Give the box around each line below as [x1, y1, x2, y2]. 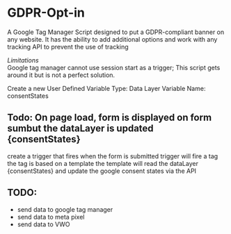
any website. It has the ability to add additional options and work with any [7, 35, 218, 43]
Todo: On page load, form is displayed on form [7, 112, 212, 124]
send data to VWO [17, 220, 70, 228]
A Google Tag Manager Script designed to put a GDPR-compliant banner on [7, 28, 225, 36]
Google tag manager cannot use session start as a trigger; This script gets [7, 63, 221, 72]
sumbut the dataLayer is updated [7, 123, 154, 135]
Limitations [7, 56, 40, 64]
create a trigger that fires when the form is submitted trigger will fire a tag [7, 151, 218, 160]
